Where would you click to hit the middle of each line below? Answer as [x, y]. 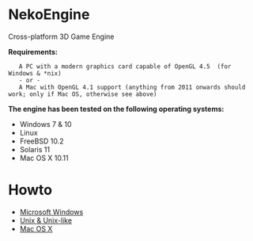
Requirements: [33, 52]
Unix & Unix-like [46, 220]
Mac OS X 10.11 [44, 158]
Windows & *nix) [35, 73]
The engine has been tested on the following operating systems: [116, 109]
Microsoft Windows [51, 212]
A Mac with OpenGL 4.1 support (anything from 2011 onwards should [132, 87]
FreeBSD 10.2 [42, 141]
